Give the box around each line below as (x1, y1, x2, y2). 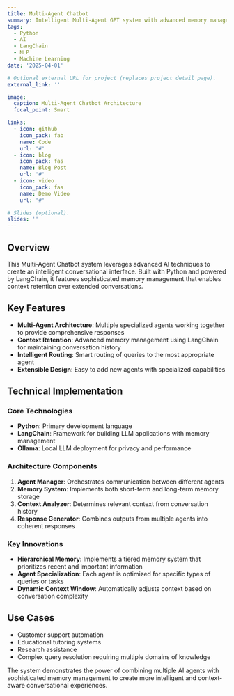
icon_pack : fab (19, 132, 64, 139)
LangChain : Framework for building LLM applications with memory (17, 429, 210, 438)
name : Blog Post (19, 164, 68, 171)
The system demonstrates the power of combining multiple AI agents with (7, 666, 219, 674)
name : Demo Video (19, 190, 70, 197)
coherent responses (17, 521, 75, 530)
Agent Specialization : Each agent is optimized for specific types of (17, 570, 211, 578)
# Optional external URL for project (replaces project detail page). (7, 74, 217, 81)
